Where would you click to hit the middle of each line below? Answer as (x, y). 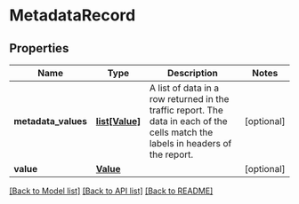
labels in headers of (190, 143)
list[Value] (118, 121)
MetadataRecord (73, 16)
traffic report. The (186, 110)
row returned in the (189, 99)
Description (193, 73)
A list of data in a (184, 88)
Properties (39, 48)
